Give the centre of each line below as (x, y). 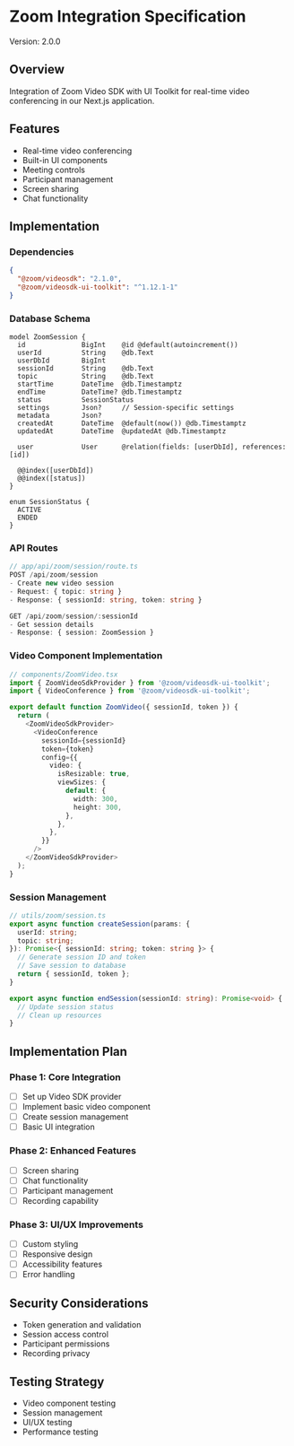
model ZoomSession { (48, 337)
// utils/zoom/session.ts (57, 915)
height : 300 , (98, 807)
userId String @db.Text (86, 353)
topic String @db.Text (86, 377)
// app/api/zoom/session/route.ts (74, 567)
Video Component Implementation (86, 656)
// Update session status (66, 1006)
